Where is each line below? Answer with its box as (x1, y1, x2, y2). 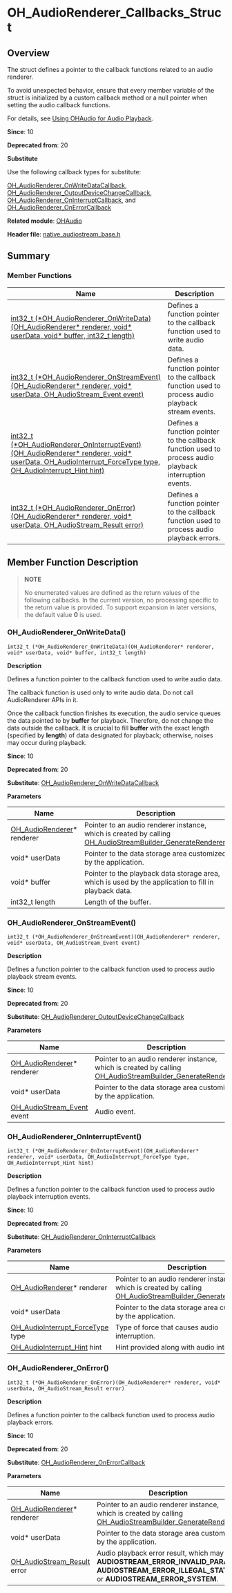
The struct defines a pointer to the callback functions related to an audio (7, 66, 213, 73)
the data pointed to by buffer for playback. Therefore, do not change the (7, 716, 214, 724)
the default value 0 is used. (23, 610, 102, 618)
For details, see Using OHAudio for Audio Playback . (7, 114, 154, 122)
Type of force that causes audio (115, 1323, 219, 1332)
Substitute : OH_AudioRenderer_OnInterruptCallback (7, 1233, 156, 1241)
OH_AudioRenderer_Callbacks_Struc (7, 5, 222, 21)
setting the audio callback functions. (7, 101, 111, 109)
